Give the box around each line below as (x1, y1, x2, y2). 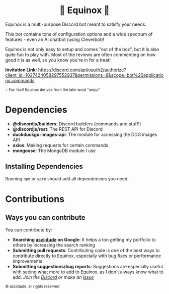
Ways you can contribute (5, 213, 86, 222)
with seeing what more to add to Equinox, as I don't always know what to (12, 269, 164, 275)
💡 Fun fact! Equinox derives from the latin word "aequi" (5, 87, 101, 92)
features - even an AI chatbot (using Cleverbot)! (5, 36, 105, 42)
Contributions (5, 193, 64, 205)
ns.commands (5, 77, 35, 83)
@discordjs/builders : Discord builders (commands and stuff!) (12, 121, 141, 127)
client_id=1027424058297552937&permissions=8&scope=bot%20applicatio (5, 72, 164, 78)
